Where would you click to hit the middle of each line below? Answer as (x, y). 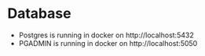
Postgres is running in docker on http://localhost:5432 (106, 35)
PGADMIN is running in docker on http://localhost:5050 (108, 43)
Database (39, 14)
